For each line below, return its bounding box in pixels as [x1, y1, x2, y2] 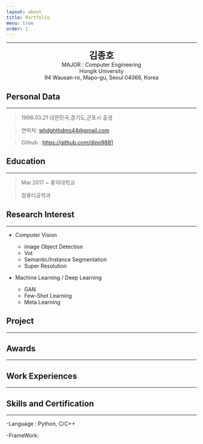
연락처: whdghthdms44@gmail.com [21, 127, 110, 134]
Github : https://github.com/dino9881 [21, 139, 114, 146]
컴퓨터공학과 [21, 191, 51, 199]
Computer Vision [14, 231, 57, 239]
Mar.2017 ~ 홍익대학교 [21, 179, 76, 186]
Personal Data [6, 91, 60, 101]
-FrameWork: [6, 431, 39, 439]
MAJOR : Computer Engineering [61, 61, 142, 68]
